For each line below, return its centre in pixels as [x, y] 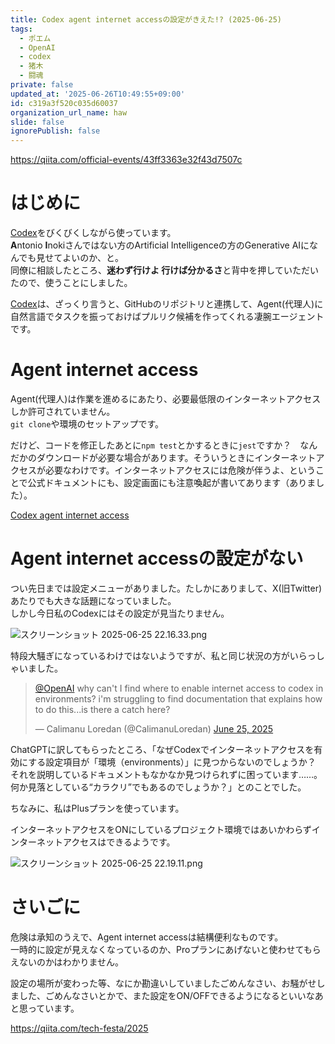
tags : [21, 29]
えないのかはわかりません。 [67, 962]
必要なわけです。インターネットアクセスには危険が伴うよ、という [180, 470]
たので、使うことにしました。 [71, 283]
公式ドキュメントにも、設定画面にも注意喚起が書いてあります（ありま [172, 482]
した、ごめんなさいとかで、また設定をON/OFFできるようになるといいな [166, 995]
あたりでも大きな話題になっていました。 [93, 600]
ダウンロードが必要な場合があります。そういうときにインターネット [176, 457]
